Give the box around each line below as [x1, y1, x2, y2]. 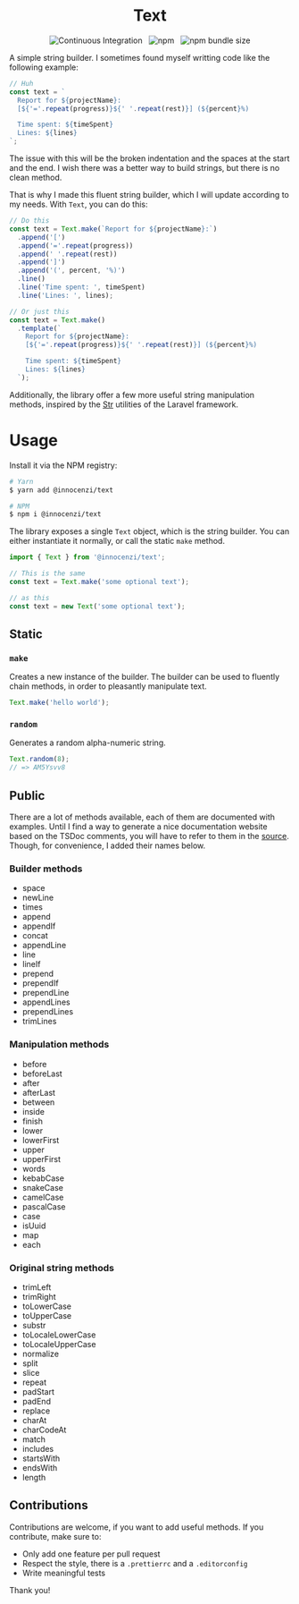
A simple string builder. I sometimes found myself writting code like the [9, 52, 270, 63]
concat [21, 930, 49, 941]
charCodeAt [21, 1424, 67, 1435]
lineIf [21, 959, 41, 970]
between [21, 1097, 55, 1108]
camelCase [21, 1192, 64, 1202]
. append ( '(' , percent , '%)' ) [17, 266, 126, 276]
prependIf [21, 978, 60, 989]
